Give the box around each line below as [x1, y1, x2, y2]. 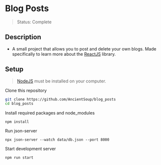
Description [5, 33, 41, 41]
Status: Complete [16, 19, 52, 25]
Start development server [5, 146, 56, 152]
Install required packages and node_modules [5, 110, 95, 116]
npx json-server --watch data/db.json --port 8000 [5, 137, 110, 142]
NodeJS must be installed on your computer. [16, 78, 107, 84]
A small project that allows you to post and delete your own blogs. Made [12, 46, 157, 51]
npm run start [5, 155, 34, 160]
